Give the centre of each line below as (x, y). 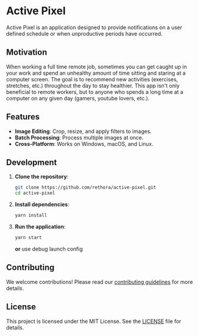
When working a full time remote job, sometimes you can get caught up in (97, 66)
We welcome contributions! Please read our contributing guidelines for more (99, 282)
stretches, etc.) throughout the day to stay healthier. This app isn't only (93, 85)
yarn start (28, 237)
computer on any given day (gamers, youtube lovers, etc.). (78, 98)
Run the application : (40, 226)
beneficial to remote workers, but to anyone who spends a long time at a (95, 92)
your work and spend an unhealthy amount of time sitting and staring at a (96, 73)
